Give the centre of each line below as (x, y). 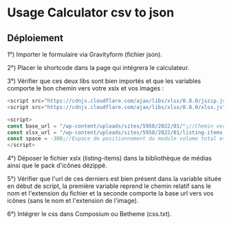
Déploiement (35, 38)
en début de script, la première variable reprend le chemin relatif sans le (109, 186)
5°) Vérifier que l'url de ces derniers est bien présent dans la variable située (114, 179)
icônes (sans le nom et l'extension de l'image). (73, 201)
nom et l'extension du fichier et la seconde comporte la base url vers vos (110, 193)
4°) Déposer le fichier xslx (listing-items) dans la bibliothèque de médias (109, 158)
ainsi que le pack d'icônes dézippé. (57, 165)
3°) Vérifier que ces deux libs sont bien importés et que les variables (104, 81)
